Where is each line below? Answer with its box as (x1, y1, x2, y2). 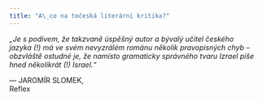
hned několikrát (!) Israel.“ (9, 60, 97, 69)
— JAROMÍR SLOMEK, (9, 75, 85, 85)
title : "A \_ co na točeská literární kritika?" (9, 11, 170, 20)
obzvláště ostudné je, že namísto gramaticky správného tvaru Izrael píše (9, 51, 255, 60)
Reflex (9, 84, 31, 94)
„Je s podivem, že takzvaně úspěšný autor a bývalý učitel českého (9, 34, 234, 44)
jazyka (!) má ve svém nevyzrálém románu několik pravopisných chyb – (9, 42, 251, 52)
